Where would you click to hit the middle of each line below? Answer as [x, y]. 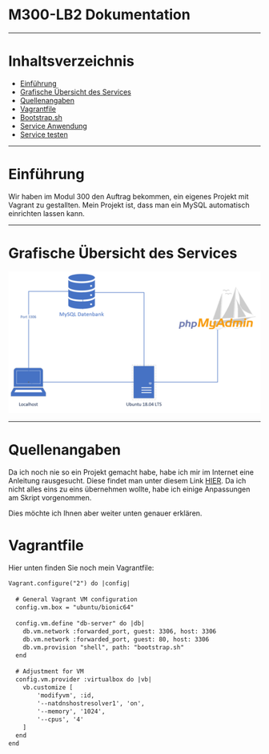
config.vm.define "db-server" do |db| [80, 624]
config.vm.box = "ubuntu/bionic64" [75, 608]
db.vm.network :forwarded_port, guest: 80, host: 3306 [116, 640]
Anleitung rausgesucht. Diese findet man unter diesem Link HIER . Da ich [127, 481]
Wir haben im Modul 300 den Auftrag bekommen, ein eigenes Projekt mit [128, 196]
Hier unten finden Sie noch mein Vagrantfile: [81, 568]
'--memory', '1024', [71, 712]
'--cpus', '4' [60, 720]
